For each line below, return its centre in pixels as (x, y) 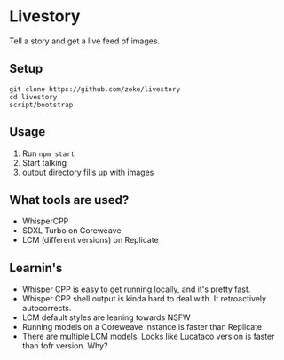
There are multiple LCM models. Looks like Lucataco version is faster (148, 337)
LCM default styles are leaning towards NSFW (106, 317)
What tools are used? (69, 200)
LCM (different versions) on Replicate (91, 240)
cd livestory (33, 97)
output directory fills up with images (88, 172)
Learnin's (36, 268)
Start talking (44, 162)
